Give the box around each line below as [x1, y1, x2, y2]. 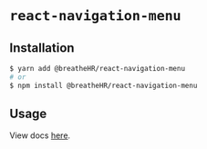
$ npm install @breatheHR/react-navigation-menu [9, 81, 198, 90]
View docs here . [9, 130, 71, 141]
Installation [9, 40, 75, 55]
